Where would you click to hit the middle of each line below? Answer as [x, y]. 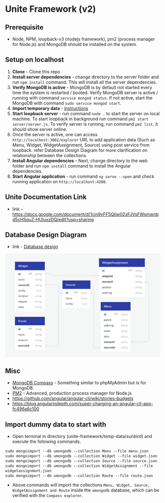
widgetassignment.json [28, 471]
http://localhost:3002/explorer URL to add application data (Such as [83, 139]
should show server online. [40, 129]
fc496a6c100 [26, 409]
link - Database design [35, 247]
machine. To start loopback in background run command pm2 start [80, 119]
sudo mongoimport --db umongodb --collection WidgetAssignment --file [79, 466]
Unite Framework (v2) [50, 9]
